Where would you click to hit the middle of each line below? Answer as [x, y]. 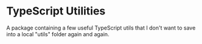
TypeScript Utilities [56, 11]
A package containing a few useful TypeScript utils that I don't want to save [101, 28]
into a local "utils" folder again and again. [58, 34]
